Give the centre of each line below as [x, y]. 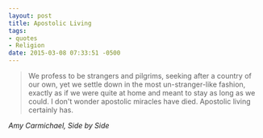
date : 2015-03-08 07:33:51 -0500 [65, 53]
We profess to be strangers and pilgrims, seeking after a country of [140, 76]
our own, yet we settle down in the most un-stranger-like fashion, [137, 84]
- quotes [23, 38]
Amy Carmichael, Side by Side [59, 126]
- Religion [27, 46]
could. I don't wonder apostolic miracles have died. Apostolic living [140, 101]
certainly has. [51, 110]
